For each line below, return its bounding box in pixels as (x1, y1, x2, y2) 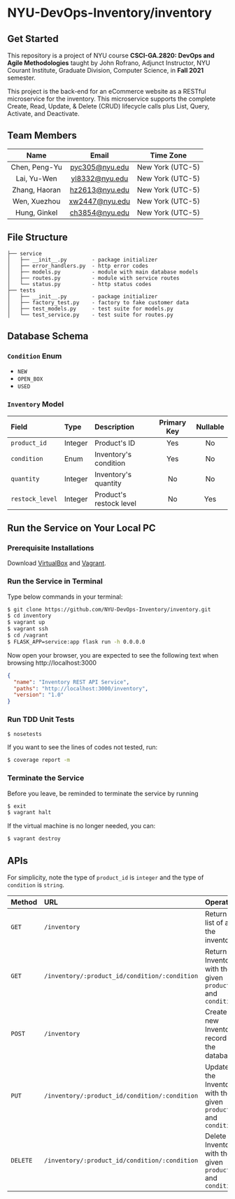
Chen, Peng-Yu (10, 162, 63, 172)
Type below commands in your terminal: (7, 593, 123, 601)
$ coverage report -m (7, 757, 71, 764)
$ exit (7, 802, 27, 809)
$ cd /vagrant (7, 632, 49, 639)
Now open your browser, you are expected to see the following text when (7, 651, 219, 659)
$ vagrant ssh (7, 625, 49, 632)
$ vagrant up (7, 619, 45, 626)
